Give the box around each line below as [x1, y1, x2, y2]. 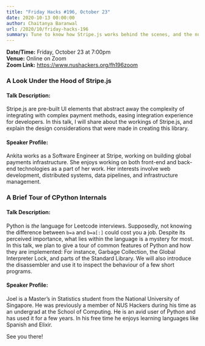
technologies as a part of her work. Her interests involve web [17, 165, 171, 173]
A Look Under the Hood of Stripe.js [6, 77, 112, 85]
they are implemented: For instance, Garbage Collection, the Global [6, 248, 176, 255]
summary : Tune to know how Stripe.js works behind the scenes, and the [6, 32, 192, 38]
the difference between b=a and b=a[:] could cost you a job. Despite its [6, 228, 185, 236]
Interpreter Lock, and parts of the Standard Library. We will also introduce [6, 254, 192, 262]
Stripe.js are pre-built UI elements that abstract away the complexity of [6, 105, 185, 113]
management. [6, 178, 41, 186]
